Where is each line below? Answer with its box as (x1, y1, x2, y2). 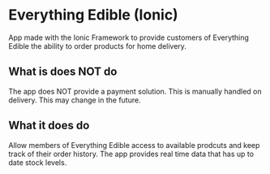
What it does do (8, 119, 90, 133)
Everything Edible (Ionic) (8, 6, 178, 24)
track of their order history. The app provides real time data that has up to (8, 149, 254, 159)
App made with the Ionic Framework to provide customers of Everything (8, 33, 250, 42)
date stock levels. (8, 157, 67, 167)
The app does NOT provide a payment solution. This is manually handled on (8, 86, 262, 96)
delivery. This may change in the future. (8, 95, 141, 105)
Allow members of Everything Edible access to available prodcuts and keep (8, 140, 260, 150)
